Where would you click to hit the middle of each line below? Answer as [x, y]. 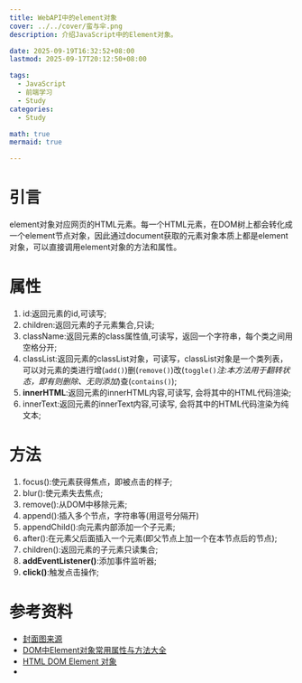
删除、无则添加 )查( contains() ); [119, 381]
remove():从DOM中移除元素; [75, 504]
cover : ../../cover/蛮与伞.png [66, 26]
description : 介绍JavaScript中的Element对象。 [94, 34]
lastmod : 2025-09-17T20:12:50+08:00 [78, 60]
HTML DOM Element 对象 [69, 661]
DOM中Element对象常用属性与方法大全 [94, 650]
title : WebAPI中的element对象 [63, 18]
